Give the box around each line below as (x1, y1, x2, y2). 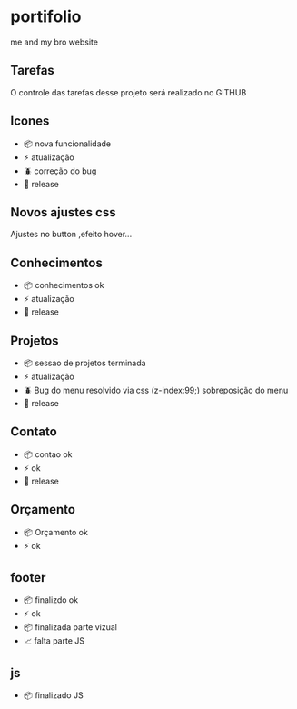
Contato (10, 424, 57, 440)
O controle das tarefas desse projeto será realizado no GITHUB (10, 86, 247, 97)
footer (10, 570, 46, 585)
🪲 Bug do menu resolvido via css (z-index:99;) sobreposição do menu (23, 384, 289, 395)
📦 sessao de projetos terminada (23, 357, 146, 368)
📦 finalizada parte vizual (23, 622, 117, 633)
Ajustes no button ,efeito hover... (10, 229, 133, 240)
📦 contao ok (23, 448, 73, 460)
